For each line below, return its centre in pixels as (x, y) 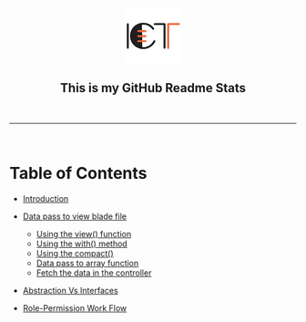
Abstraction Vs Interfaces (70, 290)
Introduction (46, 198)
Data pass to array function (87, 263)
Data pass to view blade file (75, 216)
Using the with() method (82, 244)
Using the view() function (84, 234)
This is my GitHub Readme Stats (153, 88)
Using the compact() (75, 253)
